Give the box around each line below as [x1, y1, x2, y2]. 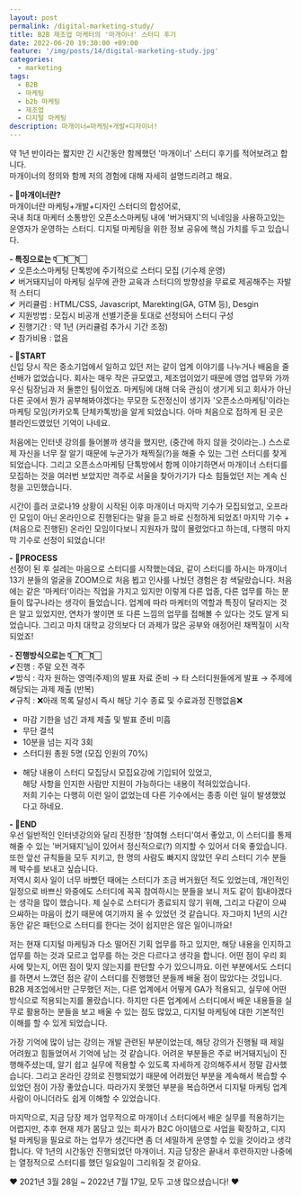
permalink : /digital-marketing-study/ [9, 22, 155, 31]
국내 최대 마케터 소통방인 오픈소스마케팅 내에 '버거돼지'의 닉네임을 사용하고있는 [9, 213, 286, 222]
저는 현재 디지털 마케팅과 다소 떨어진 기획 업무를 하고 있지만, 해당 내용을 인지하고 [9, 938, 292, 949]
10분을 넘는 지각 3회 [22, 737, 93, 747]
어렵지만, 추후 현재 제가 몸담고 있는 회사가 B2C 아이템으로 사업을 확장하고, [9, 1123, 270, 1134]
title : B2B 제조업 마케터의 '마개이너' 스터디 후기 [9, 30, 177, 39]
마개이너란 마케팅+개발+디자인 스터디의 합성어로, [9, 201, 181, 212]
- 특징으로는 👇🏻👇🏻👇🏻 [9, 254, 87, 264]
